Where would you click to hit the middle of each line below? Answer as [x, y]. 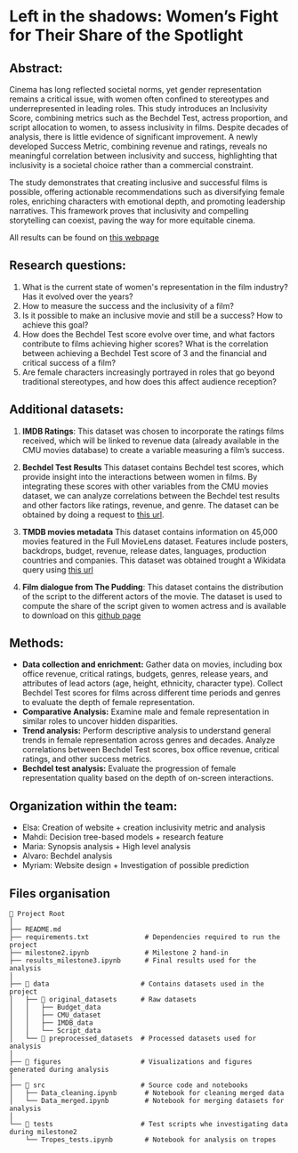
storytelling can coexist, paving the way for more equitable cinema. [133, 220]
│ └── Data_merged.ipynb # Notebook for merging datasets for [147, 1101]
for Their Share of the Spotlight [126, 35]
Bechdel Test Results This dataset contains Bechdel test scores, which [153, 467]
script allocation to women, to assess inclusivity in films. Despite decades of [149, 127]
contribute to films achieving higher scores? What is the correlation [145, 344]
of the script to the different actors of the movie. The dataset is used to [152, 596]
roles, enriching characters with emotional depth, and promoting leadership [148, 201]
